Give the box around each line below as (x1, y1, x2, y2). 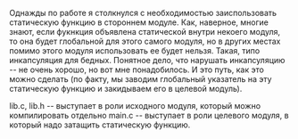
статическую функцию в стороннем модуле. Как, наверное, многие (9, 17, 269, 28)
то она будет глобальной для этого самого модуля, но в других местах (9, 36, 281, 46)
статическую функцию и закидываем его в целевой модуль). (9, 84, 243, 94)
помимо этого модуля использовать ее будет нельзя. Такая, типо (9, 45, 261, 56)
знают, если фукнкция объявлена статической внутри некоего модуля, (9, 27, 281, 37)
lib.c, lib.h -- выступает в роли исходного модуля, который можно (9, 101, 261, 110)
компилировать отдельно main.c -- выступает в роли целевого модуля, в (9, 110, 289, 120)
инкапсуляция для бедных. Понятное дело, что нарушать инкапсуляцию (9, 55, 286, 65)
